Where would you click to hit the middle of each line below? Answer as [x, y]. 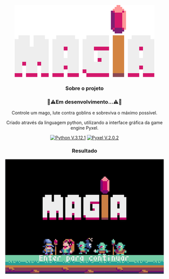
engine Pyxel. [84, 128]
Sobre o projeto [84, 88]
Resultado [84, 151]
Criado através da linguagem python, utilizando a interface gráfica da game [84, 123]
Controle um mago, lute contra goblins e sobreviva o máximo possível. [84, 113]
